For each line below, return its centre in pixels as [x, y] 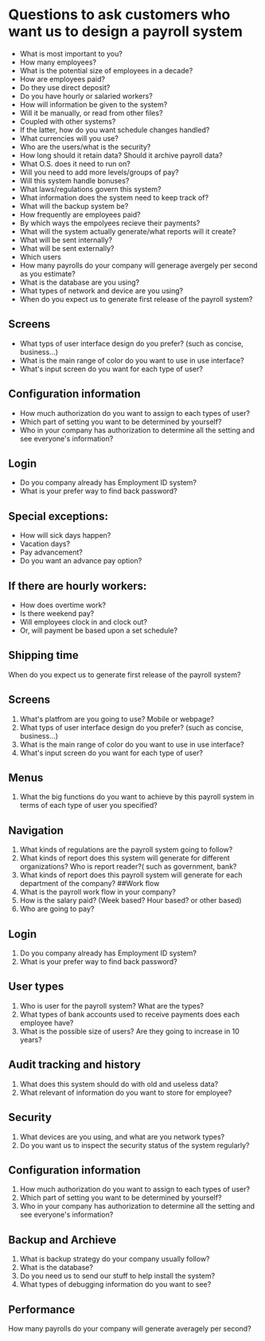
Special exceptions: [58, 516]
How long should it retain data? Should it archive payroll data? [121, 155]
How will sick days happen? [65, 535]
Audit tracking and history [74, 1065]
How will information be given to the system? [94, 104]
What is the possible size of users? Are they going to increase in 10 [130, 1031]
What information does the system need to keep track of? [114, 198]
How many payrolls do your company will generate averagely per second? [130, 1328]
